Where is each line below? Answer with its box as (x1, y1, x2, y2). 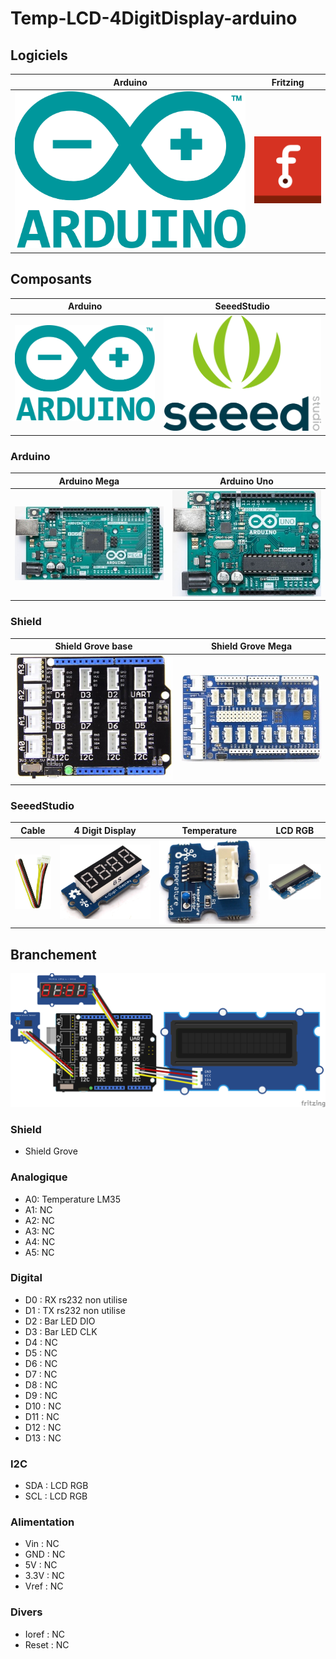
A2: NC (24, 1214, 55, 1226)
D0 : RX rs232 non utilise (24, 1293, 128, 1306)
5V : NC (24, 1559, 58, 1571)
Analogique (10, 1170, 68, 1184)
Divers (10, 1605, 43, 1619)
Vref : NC (24, 1580, 64, 1592)
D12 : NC (24, 1421, 62, 1433)
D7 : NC (24, 1368, 58, 1380)
